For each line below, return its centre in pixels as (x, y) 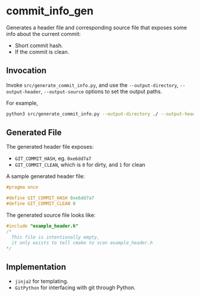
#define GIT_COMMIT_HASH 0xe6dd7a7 (50, 198)
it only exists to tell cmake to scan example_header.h (82, 243)
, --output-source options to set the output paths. (101, 91)
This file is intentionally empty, (56, 237)
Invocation (26, 71)
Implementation (36, 267)
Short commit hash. (39, 45)
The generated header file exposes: (50, 147)
